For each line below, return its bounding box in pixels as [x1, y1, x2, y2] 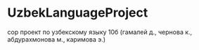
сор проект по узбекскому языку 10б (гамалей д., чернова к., [7, 28, 193, 36]
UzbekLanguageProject [7, 5, 148, 21]
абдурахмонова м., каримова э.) [7, 35, 106, 43]
